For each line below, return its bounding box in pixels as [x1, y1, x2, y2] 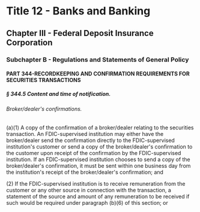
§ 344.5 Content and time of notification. [6, 90, 111, 97]
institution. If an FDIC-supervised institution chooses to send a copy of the [6, 156, 190, 163]
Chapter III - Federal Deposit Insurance [6, 28, 154, 38]
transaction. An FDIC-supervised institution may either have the [6, 130, 164, 137]
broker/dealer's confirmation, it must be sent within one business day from [6, 162, 191, 169]
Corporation [6, 37, 53, 47]
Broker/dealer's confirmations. [6, 105, 82, 113]
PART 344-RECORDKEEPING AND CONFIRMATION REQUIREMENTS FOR [6, 70, 190, 77]
